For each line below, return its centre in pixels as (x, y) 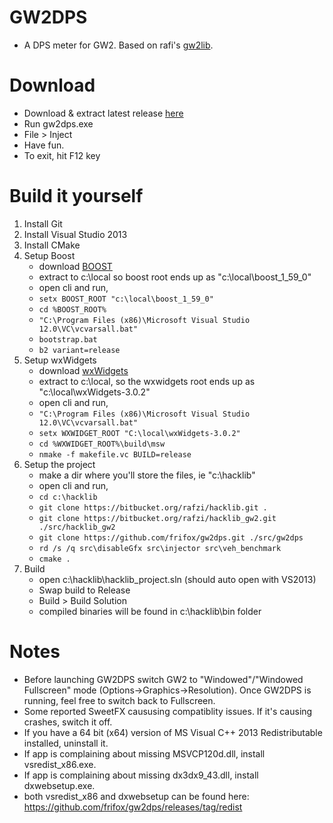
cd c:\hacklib (68, 497)
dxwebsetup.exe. (59, 785)
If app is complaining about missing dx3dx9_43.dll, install (141, 775)
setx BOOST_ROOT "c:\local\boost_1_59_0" (126, 299)
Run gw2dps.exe (58, 123)
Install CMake (52, 245)
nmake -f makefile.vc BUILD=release (115, 454)
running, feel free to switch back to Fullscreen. (119, 700)
